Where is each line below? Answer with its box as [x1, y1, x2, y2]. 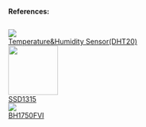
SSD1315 [8, 95, 37, 103]
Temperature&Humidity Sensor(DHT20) [8, 37, 137, 46]
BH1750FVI [8, 110, 44, 120]
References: [8, 7, 50, 16]
